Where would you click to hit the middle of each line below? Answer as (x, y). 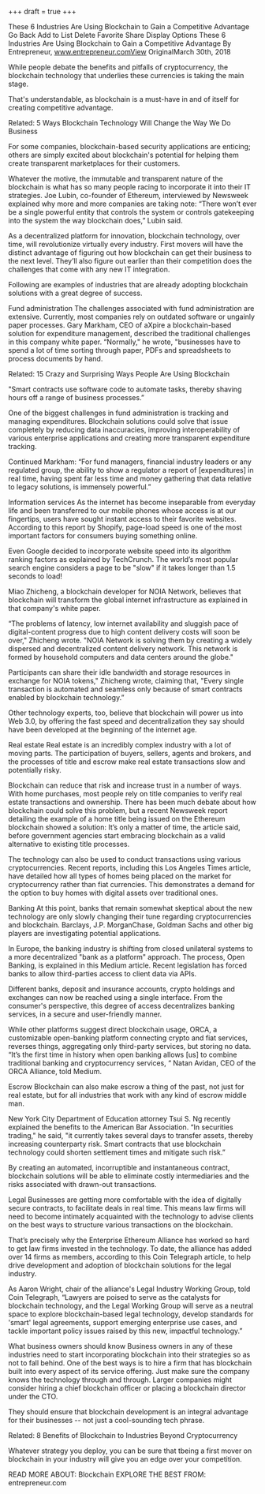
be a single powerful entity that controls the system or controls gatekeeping (131, 212)
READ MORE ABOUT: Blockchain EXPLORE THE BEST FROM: (107, 1474)
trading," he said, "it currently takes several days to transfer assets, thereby (131, 1135)
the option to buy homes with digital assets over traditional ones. (113, 893)
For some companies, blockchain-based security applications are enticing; (129, 146)
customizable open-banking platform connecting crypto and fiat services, (128, 1038)
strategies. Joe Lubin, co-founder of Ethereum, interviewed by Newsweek (128, 195)
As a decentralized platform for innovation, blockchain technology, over (124, 236)
